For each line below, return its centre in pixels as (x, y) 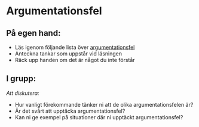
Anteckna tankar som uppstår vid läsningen (68, 54)
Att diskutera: (23, 93)
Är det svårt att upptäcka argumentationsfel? (70, 111)
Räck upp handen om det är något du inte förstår (75, 60)
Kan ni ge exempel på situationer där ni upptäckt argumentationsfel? (99, 117)
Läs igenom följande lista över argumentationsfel (75, 47)
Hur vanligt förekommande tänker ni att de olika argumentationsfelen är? (104, 104)
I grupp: (21, 79)
